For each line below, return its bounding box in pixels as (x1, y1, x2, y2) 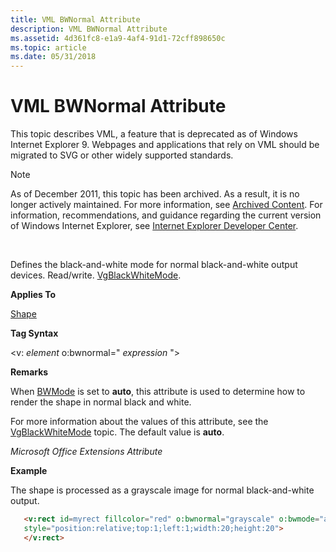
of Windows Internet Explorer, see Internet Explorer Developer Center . (10, 220, 299, 232)
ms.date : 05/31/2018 (10, 52, 97, 62)
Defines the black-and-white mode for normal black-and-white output (10, 259, 298, 271)
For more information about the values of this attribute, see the (10, 416, 269, 428)
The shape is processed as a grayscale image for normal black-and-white (10, 484, 315, 496)
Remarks (10, 366, 49, 378)
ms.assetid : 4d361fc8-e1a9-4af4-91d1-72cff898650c (10, 33, 226, 43)
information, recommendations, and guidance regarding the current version (10, 209, 322, 221)
